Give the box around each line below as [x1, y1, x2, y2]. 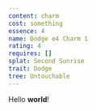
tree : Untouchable [8, 72, 70, 80]
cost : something [8, 19, 63, 28]
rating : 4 [8, 42, 42, 50]
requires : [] [8, 49, 52, 58]
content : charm [8, 11, 60, 20]
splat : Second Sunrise [8, 58, 85, 66]
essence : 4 [8, 27, 45, 35]
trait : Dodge [8, 65, 52, 73]
